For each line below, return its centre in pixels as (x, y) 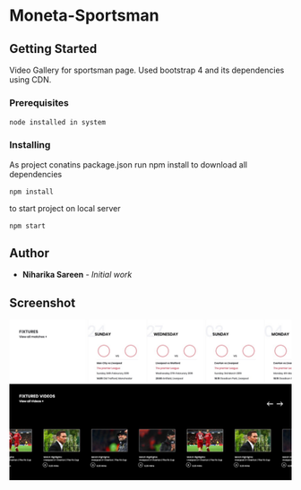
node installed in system (57, 123)
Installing (30, 145)
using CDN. (30, 80)
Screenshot (43, 302)
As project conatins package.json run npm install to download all (129, 164)
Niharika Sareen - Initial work (77, 275)
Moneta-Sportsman (84, 16)
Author (29, 253)
